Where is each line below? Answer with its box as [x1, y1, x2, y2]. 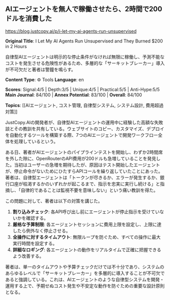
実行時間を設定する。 [12, 240, 57, 246]
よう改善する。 [12, 253, 44, 259]
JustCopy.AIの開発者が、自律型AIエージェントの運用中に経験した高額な [5, 119, 154, 125]
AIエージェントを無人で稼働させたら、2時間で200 [5, 5, 162, 14]
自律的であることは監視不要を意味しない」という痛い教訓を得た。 [20, 187, 158, 193]
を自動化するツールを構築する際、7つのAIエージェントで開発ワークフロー [5, 132, 158, 138]
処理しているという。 [14, 138, 58, 144]
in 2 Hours [5, 43, 27, 49]
